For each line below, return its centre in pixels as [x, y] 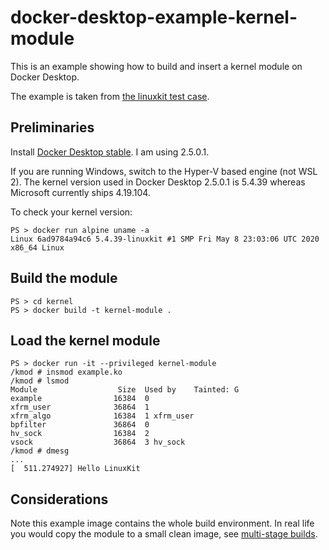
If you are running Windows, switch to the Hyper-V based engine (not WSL [164, 171]
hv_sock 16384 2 [80, 434]
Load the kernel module [85, 340]
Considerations [59, 499]
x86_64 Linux [37, 247]
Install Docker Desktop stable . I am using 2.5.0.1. [110, 152]
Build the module [64, 278]
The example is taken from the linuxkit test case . [110, 96]
